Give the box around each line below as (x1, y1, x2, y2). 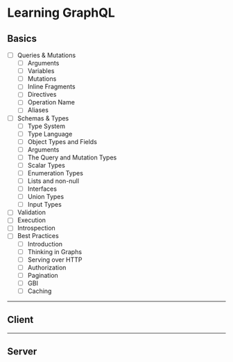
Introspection (17, 224, 55, 233)
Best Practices (17, 232, 59, 240)
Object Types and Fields (27, 137, 97, 145)
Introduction (27, 239, 63, 248)
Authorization (27, 263, 67, 271)
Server (7, 346, 37, 358)
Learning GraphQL (7, 5, 116, 21)
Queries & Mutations (17, 51, 76, 59)
